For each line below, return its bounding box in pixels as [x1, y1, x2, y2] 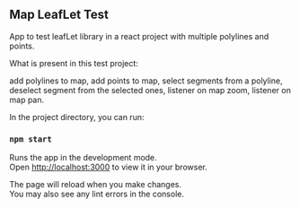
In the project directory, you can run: [9, 111, 145, 122]
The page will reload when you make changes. [9, 179, 182, 190]
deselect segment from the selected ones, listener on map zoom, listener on [9, 84, 292, 95]
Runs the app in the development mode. [9, 152, 157, 163]
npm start [9, 134, 52, 144]
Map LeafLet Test [9, 7, 110, 22]
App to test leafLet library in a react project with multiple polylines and [9, 30, 269, 41]
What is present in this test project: [9, 57, 139, 68]
